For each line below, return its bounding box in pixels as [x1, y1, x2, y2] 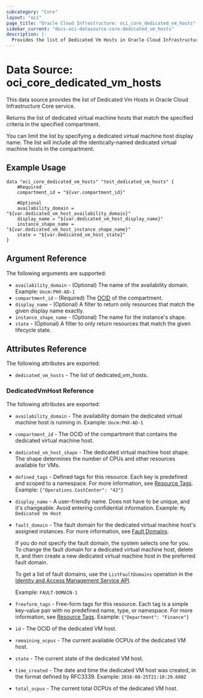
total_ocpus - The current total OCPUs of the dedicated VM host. [14, 685, 178, 692]
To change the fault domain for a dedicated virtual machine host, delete [14, 545, 193, 553]
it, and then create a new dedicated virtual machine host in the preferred [14, 552, 196, 559]
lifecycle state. [14, 326, 51, 334]
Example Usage [6, 163, 66, 173]
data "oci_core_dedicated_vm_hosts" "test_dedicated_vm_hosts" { [6, 179, 174, 185]
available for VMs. [14, 461, 60, 469]
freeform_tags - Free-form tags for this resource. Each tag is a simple [14, 600, 188, 607]
